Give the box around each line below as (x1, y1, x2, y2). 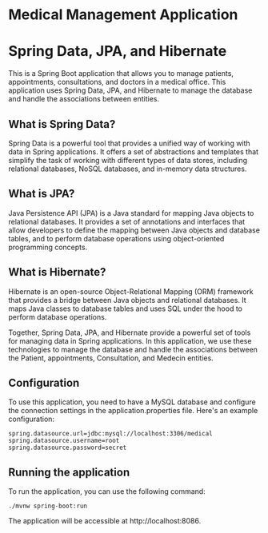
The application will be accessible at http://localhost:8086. (8, 516, 202, 526)
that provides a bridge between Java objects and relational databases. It (8, 295, 246, 304)
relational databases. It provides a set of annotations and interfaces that (8, 217, 246, 226)
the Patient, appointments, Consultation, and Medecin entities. (8, 353, 214, 363)
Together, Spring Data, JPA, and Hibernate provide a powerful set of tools (8, 328, 251, 337)
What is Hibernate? (8, 265, 106, 279)
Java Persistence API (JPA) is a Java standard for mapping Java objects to (8, 208, 254, 217)
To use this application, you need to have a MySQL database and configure (8, 397, 256, 407)
